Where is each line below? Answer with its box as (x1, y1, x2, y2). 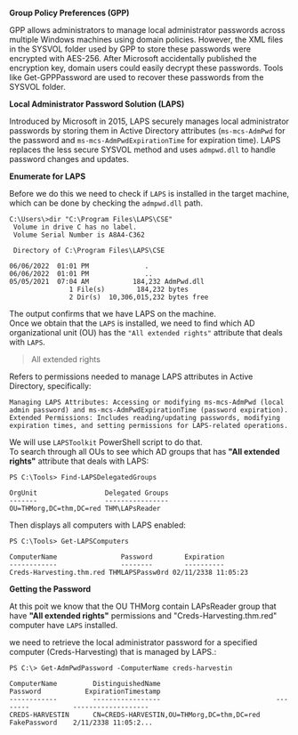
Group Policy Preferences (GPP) (9, 8, 130, 18)
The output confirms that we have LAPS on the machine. (9, 309, 216, 319)
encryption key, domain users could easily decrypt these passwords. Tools (9, 62, 284, 73)
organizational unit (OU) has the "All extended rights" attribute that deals (9, 327, 283, 337)
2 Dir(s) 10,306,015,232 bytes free (68, 293, 209, 302)
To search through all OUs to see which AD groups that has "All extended (9, 447, 280, 456)
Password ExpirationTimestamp (9, 687, 162, 696)
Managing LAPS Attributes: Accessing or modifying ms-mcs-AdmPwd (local (9, 398, 285, 407)
